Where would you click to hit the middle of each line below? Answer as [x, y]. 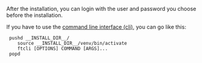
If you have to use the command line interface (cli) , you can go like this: [96, 27]
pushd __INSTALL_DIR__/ [39, 38]
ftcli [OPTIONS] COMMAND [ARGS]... [63, 48]
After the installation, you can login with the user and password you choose [101, 9]
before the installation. [35, 15]
